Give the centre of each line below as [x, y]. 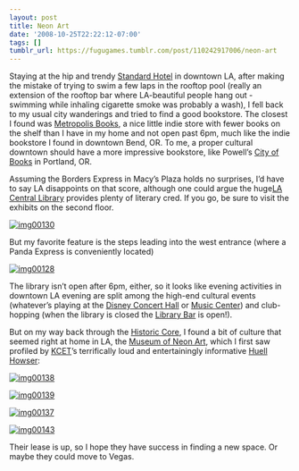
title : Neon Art [39, 26]
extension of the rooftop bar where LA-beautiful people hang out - [131, 96]
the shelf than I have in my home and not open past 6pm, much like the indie [149, 133]
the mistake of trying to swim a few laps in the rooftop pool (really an [136, 86]
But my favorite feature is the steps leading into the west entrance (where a [148, 242]
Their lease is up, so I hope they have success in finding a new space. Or [144, 447]
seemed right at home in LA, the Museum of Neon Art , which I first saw [140, 341]
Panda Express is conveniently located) [82, 252]
